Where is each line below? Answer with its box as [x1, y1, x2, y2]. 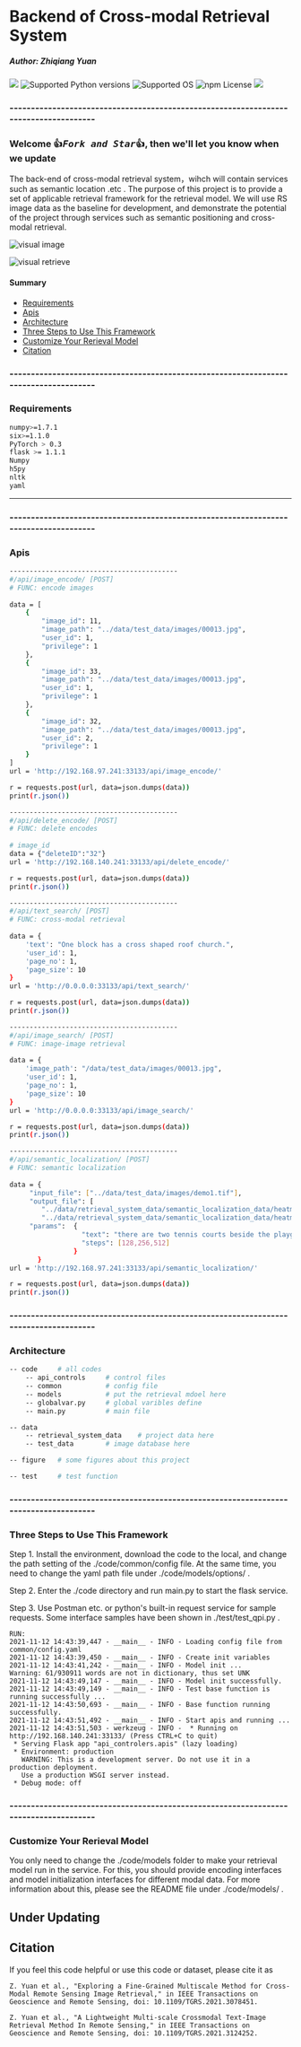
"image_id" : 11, [41, 617, 102, 625]
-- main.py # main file [25, 1406, 150, 1415]
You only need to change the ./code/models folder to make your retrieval [9, 1855, 278, 1866]
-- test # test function [9, 1472, 118, 1482]
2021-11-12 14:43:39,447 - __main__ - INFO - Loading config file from [9, 1638, 282, 1647]
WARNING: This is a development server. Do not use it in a [21, 1755, 251, 1764]
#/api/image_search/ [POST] [9, 1030, 115, 1040]
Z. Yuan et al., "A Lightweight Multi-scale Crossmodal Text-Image [9, 2013, 267, 2022]
